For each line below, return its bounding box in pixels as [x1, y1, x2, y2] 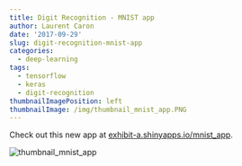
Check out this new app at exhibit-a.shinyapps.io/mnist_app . [9, 129, 234, 140]
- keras [17, 80, 47, 89]
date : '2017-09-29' [9, 30, 83, 39]
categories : [9, 47, 54, 56]
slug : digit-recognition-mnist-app [9, 38, 143, 48]
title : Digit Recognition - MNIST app [9, 13, 155, 22]
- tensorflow [17, 72, 67, 81]
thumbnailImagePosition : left [9, 96, 123, 106]
